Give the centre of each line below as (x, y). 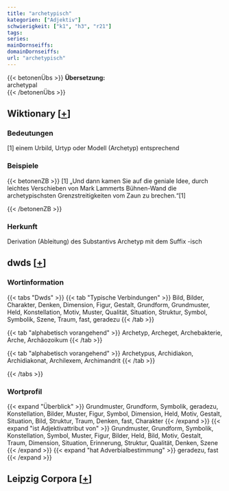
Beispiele (23, 166)
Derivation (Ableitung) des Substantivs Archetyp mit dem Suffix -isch (105, 241)
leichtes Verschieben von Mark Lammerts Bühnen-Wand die (92, 188)
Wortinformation (35, 283)
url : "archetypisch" (37, 58)
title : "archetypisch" (39, 13)
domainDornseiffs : (33, 52)
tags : (15, 33)
